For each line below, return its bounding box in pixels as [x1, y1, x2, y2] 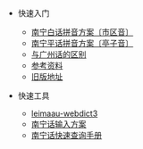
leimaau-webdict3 [30, 108, 98, 119]
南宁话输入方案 [30, 119, 87, 129]
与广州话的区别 [30, 49, 87, 60]
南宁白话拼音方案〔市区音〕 [30, 27, 134, 37]
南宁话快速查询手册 [30, 130, 103, 140]
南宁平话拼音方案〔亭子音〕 [30, 38, 134, 48]
